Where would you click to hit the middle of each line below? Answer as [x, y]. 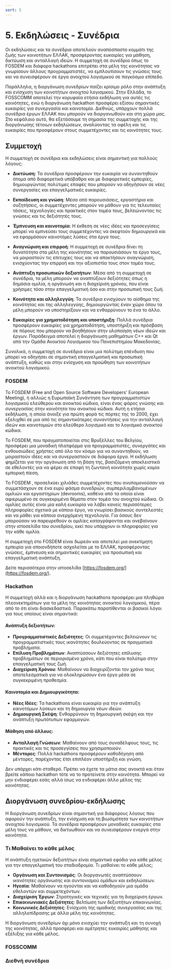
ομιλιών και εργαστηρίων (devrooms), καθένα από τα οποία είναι [75, 493]
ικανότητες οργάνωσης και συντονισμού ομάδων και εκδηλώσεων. [84, 880]
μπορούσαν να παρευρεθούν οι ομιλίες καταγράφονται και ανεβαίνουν [81, 521]
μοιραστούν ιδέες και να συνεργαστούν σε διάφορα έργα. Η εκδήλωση [81, 456]
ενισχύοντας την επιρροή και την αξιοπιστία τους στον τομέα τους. [84, 263]
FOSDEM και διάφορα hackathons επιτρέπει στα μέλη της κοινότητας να [82, 66]
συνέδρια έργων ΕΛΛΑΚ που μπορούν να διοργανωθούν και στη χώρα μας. [85, 113]
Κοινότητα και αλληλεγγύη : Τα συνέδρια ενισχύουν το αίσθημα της [86, 299]
